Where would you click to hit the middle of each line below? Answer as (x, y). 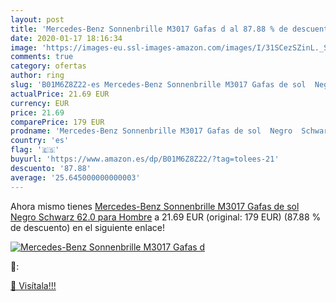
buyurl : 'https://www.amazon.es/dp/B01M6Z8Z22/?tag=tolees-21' (145, 159)
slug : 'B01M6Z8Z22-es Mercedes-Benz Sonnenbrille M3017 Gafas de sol (158, 85)
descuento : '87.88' (51, 168)
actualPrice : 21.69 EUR (60, 94)
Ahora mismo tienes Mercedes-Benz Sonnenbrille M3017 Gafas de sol (155, 206)
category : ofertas (48, 66)
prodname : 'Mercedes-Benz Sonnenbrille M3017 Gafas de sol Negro (151, 131)
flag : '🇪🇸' (35, 150)
